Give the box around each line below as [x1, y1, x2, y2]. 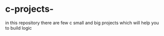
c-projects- [5, 3, 54, 15]
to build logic [5, 25, 32, 31]
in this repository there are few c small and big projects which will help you [5, 20, 159, 26]
